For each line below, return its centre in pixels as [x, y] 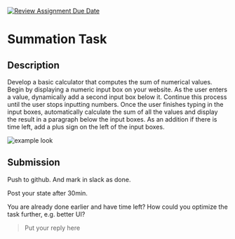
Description [33, 65]
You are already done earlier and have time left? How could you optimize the [117, 207]
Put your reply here [52, 228]
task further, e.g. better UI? [46, 214]
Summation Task [57, 39]
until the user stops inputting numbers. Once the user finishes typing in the [115, 104]
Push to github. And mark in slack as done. [69, 179]
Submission [34, 163]
